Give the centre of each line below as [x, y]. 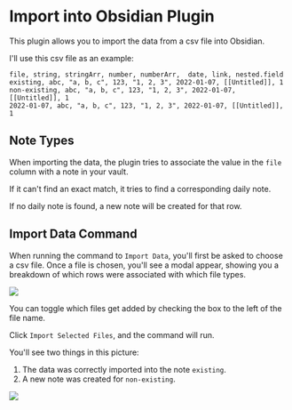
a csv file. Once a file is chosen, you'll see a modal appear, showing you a [144, 265]
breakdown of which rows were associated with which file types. [128, 274]
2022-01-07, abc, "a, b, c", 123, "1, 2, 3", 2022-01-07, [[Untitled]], [146, 105]
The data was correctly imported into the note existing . [124, 369]
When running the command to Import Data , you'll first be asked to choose [146, 255]
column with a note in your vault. [69, 172]
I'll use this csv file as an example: [72, 58]
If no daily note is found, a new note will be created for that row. [126, 205]
